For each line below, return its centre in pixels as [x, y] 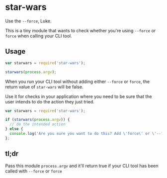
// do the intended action [38, 124]
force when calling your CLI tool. [39, 36]
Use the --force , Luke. [28, 21]
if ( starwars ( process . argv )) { [38, 120]
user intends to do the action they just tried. [50, 101]
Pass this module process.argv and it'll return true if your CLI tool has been [82, 166]
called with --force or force [34, 171]
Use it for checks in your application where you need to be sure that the [79, 96]
